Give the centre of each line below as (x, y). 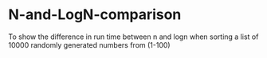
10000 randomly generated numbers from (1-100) (89, 44)
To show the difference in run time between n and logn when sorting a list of (133, 37)
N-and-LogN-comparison (95, 15)
